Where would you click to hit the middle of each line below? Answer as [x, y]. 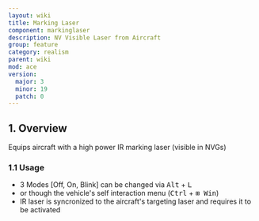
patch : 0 [30, 96]
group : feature [33, 45]
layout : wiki [30, 15]
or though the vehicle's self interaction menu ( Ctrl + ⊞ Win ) [119, 193]
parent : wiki [30, 60]
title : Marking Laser [44, 23]
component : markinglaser [49, 30]
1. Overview [38, 128]
